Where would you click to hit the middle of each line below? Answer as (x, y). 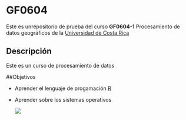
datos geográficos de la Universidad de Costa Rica (68, 32)
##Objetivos (21, 76)
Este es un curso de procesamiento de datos (60, 65)
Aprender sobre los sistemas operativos (63, 99)
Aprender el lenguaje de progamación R (63, 88)
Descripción (29, 51)
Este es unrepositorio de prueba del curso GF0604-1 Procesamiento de (93, 26)
